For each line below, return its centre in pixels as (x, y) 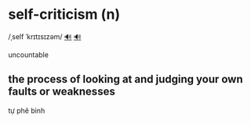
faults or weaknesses (62, 92)
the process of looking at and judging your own (125, 80)
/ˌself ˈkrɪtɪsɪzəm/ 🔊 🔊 (45, 36)
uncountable (29, 54)
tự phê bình (27, 110)
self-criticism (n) (64, 14)
